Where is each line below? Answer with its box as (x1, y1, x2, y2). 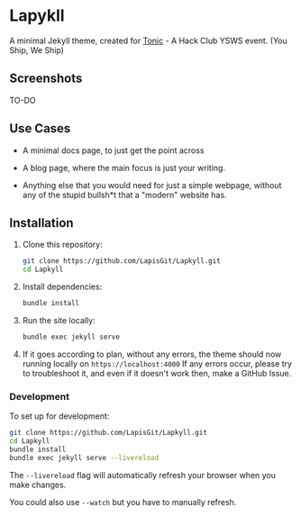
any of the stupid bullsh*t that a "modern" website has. (22, 189, 227, 200)
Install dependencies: (22, 281, 103, 293)
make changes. (9, 479, 67, 490)
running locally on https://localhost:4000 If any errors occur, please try (22, 358, 293, 369)
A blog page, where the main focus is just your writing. (22, 162, 225, 173)
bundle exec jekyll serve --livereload (9, 453, 160, 462)
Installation (9, 215, 74, 231)
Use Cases (9, 121, 71, 136)
